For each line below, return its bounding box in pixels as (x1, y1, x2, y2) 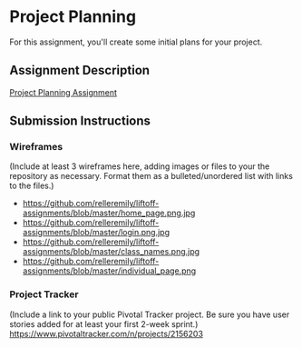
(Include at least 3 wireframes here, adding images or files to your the (9, 161, 270, 172)
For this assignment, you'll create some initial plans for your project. (9, 36, 263, 47)
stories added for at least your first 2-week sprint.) (9, 318, 199, 329)
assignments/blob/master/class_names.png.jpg (22, 246, 200, 257)
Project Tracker (9, 288, 79, 301)
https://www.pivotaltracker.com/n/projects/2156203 (9, 328, 204, 339)
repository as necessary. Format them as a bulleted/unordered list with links (9, 171, 293, 182)
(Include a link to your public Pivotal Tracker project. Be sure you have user (9, 309, 290, 320)
